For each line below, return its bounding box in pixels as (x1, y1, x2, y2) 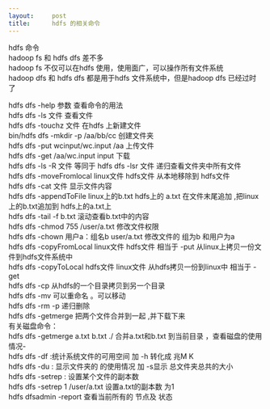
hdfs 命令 (8, 42, 40, 53)
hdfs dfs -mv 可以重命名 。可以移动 (8, 290, 127, 300)
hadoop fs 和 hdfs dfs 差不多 (8, 53, 103, 62)
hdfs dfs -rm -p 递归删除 (8, 301, 91, 310)
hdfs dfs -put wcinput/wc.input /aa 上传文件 (8, 141, 154, 150)
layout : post (8, 11, 67, 20)
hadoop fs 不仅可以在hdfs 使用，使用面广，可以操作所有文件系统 (8, 62, 224, 73)
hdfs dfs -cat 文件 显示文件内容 (8, 181, 112, 191)
